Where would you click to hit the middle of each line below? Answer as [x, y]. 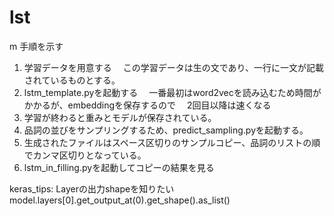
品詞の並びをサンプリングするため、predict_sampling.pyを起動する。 [166, 130]
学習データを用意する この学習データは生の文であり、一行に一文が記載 [174, 67]
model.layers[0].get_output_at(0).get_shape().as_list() [120, 200]
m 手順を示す [36, 46]
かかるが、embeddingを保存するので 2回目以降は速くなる [147, 105]
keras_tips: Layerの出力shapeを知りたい [92, 188]
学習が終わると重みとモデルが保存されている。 [120, 117]
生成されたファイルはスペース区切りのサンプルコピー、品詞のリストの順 [172, 142]
